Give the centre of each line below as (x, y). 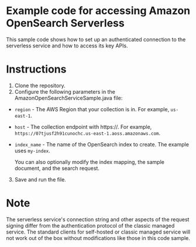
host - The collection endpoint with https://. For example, (83, 126)
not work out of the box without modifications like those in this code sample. (98, 238)
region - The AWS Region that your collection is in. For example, (92, 109)
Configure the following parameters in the (65, 91)
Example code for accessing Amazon (98, 11)
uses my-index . (32, 150)
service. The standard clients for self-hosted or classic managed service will (98, 232)
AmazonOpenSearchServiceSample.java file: (68, 98)
